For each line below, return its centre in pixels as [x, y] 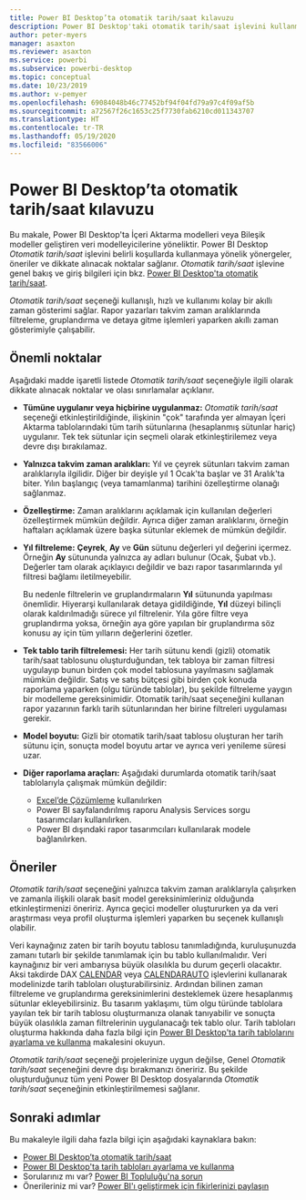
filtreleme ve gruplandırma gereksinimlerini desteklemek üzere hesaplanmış [151, 994]
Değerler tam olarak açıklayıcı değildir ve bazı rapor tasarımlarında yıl [152, 566]
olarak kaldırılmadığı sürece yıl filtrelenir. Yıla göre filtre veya [135, 613]
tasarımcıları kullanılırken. [84, 819]
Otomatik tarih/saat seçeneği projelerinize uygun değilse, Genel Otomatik [148, 1060]
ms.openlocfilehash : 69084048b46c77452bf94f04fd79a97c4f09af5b [132, 102]
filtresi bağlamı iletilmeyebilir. [77, 576]
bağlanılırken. [61, 839]
